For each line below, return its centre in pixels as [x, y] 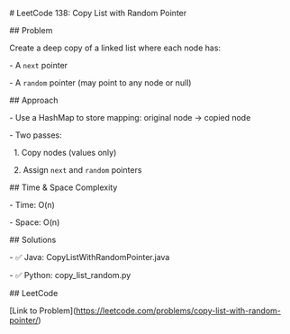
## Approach [34, 100]
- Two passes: [36, 135]
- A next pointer [39, 65]
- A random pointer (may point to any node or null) [100, 83]
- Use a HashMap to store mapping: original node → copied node [130, 117]
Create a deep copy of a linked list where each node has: [115, 48]
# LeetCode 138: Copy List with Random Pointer [98, 13]
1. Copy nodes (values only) [65, 153]
